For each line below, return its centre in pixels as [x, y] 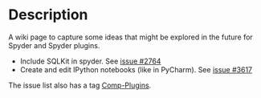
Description [48, 15]
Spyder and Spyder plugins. [54, 45]
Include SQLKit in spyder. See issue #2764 [90, 61]
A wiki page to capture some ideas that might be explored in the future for [130, 37]
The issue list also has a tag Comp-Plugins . [80, 85]
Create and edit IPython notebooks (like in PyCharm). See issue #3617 [136, 69]
